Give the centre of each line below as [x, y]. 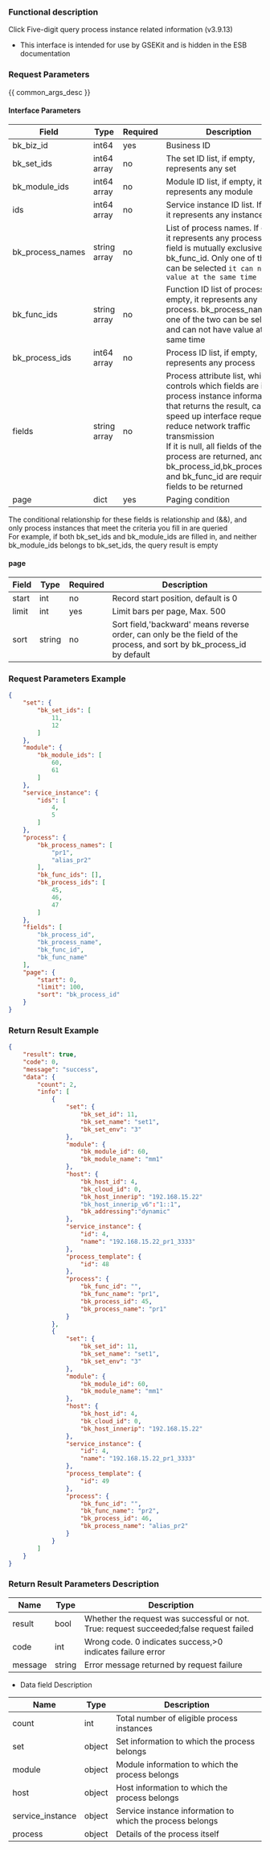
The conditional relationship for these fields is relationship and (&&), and [128, 519]
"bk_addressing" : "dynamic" [125, 1212]
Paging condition [198, 499]
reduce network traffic [208, 426]
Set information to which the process [186, 1741]
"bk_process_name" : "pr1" [123, 1309]
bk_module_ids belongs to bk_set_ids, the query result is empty [113, 545]
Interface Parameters [45, 110]
